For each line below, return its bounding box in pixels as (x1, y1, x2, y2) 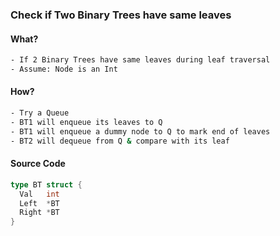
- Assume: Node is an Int (10, 64, 118, 74)
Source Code (10, 158, 66, 170)
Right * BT (19, 208, 60, 218)
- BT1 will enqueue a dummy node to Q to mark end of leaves (10, 126, 271, 137)
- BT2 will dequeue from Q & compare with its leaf (10, 136, 230, 146)
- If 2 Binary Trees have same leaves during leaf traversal (10, 55, 271, 65)
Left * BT (19, 198, 60, 208)
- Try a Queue (10, 108, 70, 118)
